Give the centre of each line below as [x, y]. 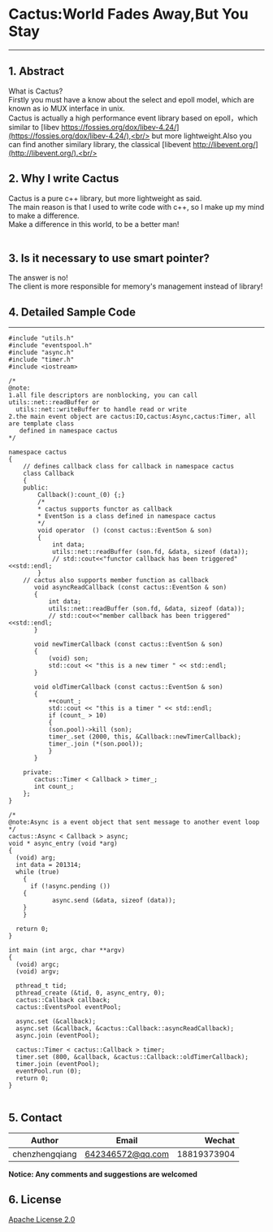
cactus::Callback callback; [63, 1000]
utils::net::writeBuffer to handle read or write [101, 410]
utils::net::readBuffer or [54, 403]
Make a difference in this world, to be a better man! [94, 224]
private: [38, 773]
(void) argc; [38, 964]
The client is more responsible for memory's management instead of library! [136, 286]
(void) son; [69, 659]
